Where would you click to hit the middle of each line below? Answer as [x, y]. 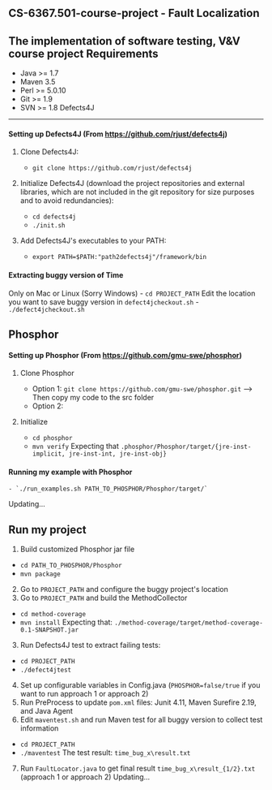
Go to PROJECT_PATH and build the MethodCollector [104, 598]
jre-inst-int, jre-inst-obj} [118, 454]
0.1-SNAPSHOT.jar [49, 630]
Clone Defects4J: [49, 152]
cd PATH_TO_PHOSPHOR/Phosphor [71, 566]
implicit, [49, 454]
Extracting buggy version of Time [66, 275]
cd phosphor [52, 438]
